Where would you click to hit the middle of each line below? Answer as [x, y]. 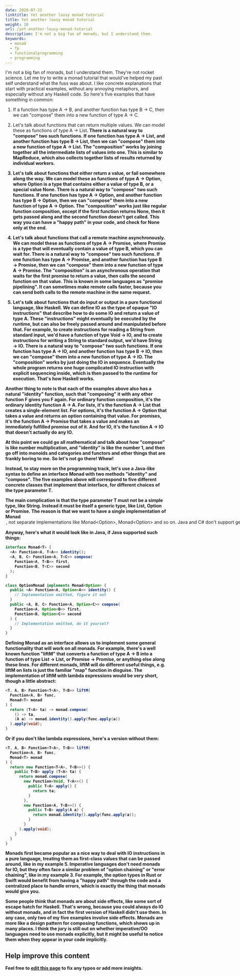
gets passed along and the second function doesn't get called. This [86, 217]
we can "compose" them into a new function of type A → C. [76, 115]
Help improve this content [47, 956]
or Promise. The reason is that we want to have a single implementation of [86, 511]
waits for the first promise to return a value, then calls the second [84, 276]
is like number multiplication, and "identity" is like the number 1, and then [85, 448]
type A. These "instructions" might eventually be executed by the [84, 318]
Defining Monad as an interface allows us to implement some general [81, 643]
